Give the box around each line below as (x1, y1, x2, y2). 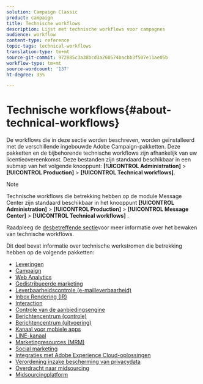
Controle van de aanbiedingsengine (15, 306, 105, 314)
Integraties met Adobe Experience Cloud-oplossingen (15, 352, 151, 359)
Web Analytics (15, 273, 52, 281)
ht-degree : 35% (6, 72, 45, 78)
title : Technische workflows (6, 20, 81, 26)
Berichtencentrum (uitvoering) (15, 319, 92, 327)
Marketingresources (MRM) (15, 339, 85, 346)
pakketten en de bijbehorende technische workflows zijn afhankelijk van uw (6, 149, 197, 157)
